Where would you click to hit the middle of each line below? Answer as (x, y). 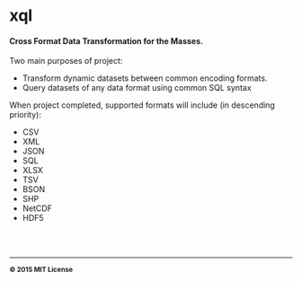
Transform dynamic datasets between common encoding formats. (145, 78)
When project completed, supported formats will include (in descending (142, 105)
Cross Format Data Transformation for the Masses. (107, 40)
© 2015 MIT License (41, 270)
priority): (26, 115)
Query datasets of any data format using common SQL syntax (137, 88)
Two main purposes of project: (66, 61)
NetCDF (37, 208)
